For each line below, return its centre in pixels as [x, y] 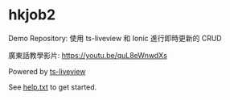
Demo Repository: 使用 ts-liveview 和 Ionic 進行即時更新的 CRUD [115, 38]
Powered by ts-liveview [47, 71]
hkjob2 [32, 15]
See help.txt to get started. [53, 87]
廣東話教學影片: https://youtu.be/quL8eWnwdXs [88, 55]
